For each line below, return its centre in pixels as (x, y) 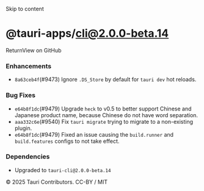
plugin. (23, 128)
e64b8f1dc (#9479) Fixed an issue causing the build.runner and (94, 134)
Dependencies (28, 157)
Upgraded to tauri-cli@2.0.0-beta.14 (63, 170)
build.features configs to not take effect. (67, 141)
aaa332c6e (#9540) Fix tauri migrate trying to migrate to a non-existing (104, 121)
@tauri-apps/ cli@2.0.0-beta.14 (87, 34)
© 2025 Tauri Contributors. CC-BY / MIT (57, 182)
